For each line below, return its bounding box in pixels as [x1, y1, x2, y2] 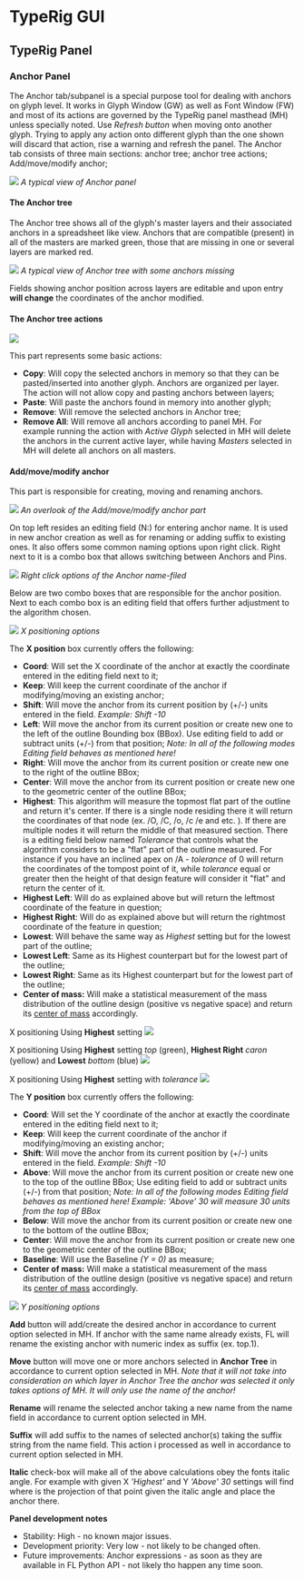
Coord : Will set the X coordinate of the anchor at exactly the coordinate [22, 661, 290, 672]
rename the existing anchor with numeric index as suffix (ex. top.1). [9, 1338, 260, 1349]
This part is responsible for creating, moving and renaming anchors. [9, 486, 263, 497]
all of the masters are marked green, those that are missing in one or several [9, 237, 295, 248]
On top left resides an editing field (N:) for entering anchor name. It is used [9, 522, 289, 533]
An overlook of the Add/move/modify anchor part [20, 505, 206, 516]
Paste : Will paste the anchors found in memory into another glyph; [22, 397, 272, 408]
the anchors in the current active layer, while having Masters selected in [22, 436, 292, 447]
